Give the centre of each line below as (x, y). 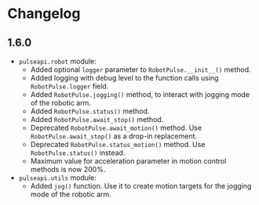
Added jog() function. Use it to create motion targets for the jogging (141, 186)
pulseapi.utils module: (58, 178)
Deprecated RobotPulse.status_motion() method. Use (118, 144)
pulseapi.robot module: (58, 61)
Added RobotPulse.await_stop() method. (97, 119)
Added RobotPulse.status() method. (90, 111)
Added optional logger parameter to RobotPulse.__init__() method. (141, 70)
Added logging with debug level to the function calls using (124, 78)
